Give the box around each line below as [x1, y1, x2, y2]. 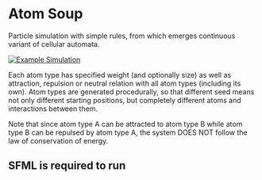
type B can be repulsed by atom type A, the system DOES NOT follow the [8, 128, 248, 137]
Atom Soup [8, 5, 83, 23]
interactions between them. [8, 104, 98, 113]
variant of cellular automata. [8, 39, 100, 48]
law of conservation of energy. [8, 136, 109, 145]
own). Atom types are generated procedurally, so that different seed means [8, 86, 255, 96]
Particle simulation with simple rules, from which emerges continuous [8, 31, 236, 40]
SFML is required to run [8, 159, 126, 173]
